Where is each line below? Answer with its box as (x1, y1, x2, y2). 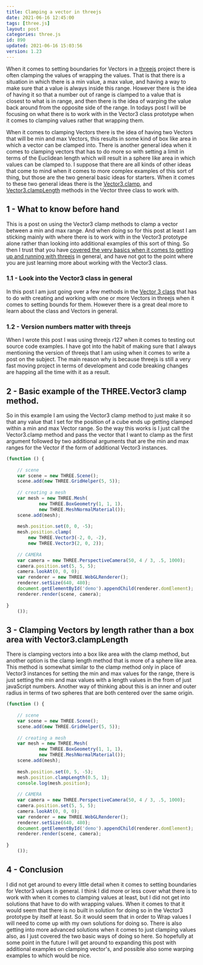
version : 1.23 (6, 49, 42, 55)
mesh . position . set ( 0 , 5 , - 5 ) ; (17, 769, 94, 775)
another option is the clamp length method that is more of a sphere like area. (6, 657, 198, 664)
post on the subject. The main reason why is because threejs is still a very (6, 356, 191, 363)
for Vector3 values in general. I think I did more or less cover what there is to (6, 887, 197, 895)
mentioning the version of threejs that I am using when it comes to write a (6, 349, 190, 356)
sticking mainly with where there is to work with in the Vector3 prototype (6, 233, 188, 240)
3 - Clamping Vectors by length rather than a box (6, 625, 195, 635)
